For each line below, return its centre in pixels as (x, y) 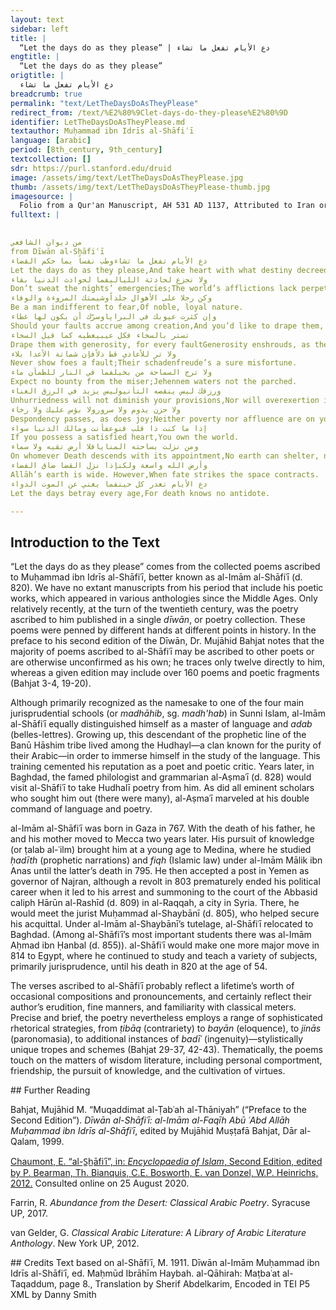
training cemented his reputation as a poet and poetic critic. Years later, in (162, 767)
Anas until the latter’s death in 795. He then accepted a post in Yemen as (160, 871)
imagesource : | (42, 196)
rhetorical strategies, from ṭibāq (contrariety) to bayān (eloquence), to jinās (166, 1028)
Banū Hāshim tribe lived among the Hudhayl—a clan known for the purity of (166, 745)
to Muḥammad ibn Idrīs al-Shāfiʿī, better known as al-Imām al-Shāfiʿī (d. (156, 577)
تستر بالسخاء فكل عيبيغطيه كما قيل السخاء (100, 335)
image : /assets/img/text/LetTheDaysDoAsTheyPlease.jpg (127, 177)
